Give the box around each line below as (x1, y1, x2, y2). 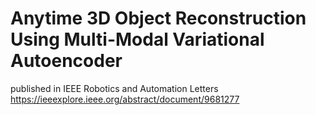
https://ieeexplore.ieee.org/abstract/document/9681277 (10, 93, 240, 105)
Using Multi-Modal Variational (10, 28, 265, 51)
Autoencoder (10, 50, 123, 72)
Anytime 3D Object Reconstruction (10, 7, 307, 30)
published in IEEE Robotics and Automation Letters (10, 82, 219, 94)
